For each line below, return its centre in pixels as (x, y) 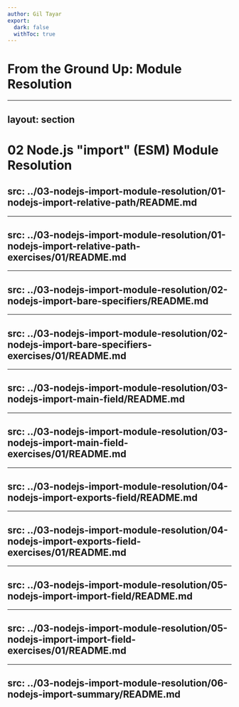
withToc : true (34, 34)
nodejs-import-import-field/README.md (100, 596)
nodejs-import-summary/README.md (94, 695)
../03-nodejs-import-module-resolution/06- (128, 683)
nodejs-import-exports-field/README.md (102, 498)
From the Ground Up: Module (95, 69)
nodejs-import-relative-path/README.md (102, 203)
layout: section (41, 119)
